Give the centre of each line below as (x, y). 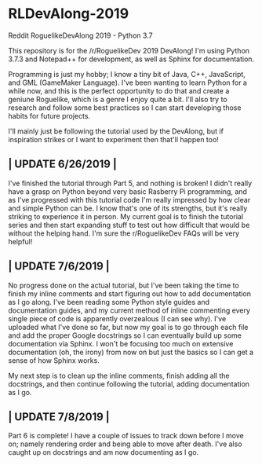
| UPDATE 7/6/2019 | (59, 267)
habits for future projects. (49, 115)
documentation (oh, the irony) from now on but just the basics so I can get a (131, 352)
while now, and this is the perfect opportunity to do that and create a (119, 90)
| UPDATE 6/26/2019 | (63, 165)
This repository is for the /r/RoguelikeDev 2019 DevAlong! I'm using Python (129, 50)
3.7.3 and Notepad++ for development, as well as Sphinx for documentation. (131, 59)
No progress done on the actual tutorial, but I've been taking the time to (124, 285)
